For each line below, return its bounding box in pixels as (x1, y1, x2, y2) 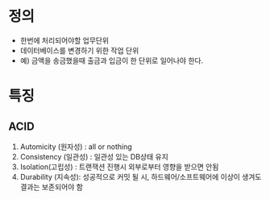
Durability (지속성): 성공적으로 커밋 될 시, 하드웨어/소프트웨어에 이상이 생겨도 (19, 172, 262, 181)
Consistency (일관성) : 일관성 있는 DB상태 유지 (19, 151, 169, 161)
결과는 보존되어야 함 (19, 182, 83, 192)
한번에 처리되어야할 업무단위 (19, 35, 110, 45)
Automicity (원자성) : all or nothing (19, 142, 132, 151)
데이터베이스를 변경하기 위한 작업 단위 (19, 45, 139, 55)
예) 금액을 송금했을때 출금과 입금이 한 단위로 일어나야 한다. (19, 56, 204, 65)
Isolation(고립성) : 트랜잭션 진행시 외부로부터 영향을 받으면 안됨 (19, 162, 219, 172)
